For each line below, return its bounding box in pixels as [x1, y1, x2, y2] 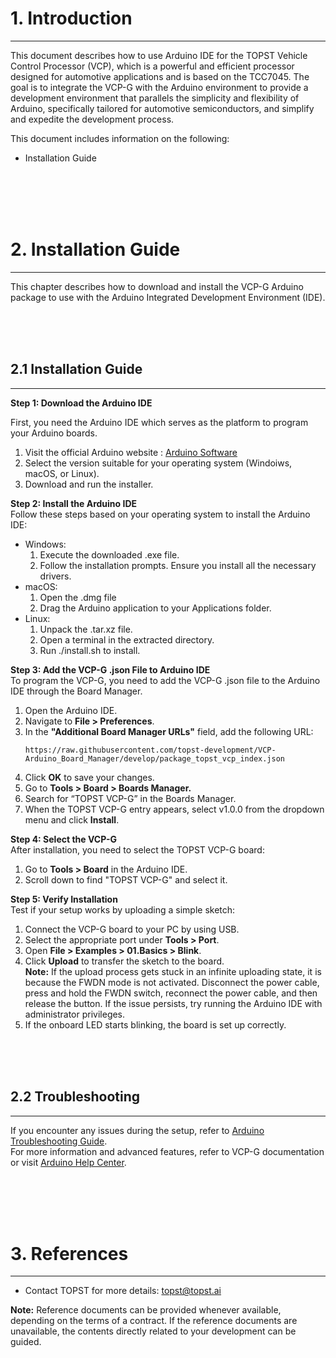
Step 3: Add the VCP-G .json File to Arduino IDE [10, 663, 211, 676]
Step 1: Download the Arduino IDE [10, 397, 153, 409]
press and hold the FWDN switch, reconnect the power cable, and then [24, 987, 318, 999]
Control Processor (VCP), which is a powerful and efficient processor [10, 60, 295, 72]
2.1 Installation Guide [10, 361, 143, 378]
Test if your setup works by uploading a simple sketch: [10, 903, 236, 916]
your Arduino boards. [10, 427, 98, 439]
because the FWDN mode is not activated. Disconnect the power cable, [24, 976, 320, 988]
